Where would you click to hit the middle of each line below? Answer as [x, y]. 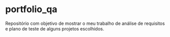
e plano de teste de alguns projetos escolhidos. [55, 28]
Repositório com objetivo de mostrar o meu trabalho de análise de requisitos [85, 23]
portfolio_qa [31, 9]
